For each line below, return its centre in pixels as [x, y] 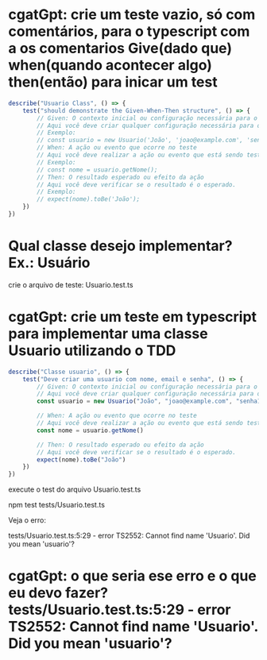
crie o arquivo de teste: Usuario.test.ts [71, 284]
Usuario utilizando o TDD [92, 351]
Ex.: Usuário [49, 263]
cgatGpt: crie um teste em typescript [132, 317]
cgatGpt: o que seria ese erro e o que [132, 576]
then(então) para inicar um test [113, 82]
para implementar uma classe [108, 334]
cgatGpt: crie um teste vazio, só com [132, 15]
